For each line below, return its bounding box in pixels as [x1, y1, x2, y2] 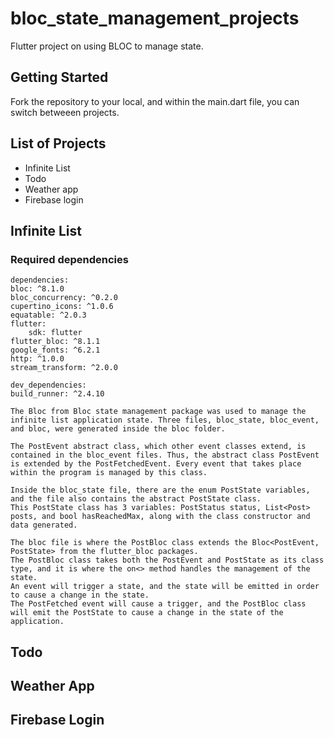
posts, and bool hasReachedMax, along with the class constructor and [10, 512, 311, 522]
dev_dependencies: [10, 380, 87, 391]
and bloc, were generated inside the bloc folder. [10, 424, 226, 434]
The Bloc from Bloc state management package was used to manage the [10, 407, 307, 417]
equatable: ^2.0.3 [10, 310, 87, 321]
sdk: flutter [28, 328, 83, 338]
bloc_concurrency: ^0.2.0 [10, 293, 118, 303]
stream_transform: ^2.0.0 [10, 363, 118, 373]
